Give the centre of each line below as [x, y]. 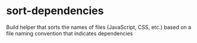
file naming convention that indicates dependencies [70, 33]
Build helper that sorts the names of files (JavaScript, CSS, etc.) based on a [99, 27]
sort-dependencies [55, 11]
